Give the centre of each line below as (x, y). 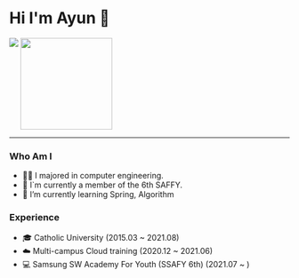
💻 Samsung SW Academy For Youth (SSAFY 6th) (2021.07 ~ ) (136, 264)
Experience (34, 218)
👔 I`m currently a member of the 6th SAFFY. (102, 185)
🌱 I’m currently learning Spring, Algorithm (98, 195)
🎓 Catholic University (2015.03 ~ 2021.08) (101, 237)
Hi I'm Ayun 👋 (60, 18)
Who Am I (31, 156)
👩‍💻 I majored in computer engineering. (93, 176)
